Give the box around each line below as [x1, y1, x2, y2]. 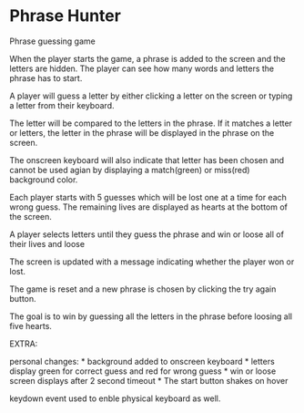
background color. [9, 174, 78, 185]
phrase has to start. [9, 72, 83, 83]
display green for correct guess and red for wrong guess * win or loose [9, 366, 277, 377]
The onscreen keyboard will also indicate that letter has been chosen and [9, 154, 285, 165]
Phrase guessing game [9, 36, 96, 46]
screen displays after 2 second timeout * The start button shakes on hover [9, 375, 289, 386]
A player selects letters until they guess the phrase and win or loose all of [9, 229, 285, 240]
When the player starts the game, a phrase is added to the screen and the [9, 53, 286, 64]
